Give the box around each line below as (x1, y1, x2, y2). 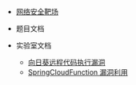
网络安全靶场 (15, 7, 58, 16)
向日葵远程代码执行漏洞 (27, 58, 106, 67)
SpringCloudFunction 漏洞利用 (27, 68, 128, 77)
